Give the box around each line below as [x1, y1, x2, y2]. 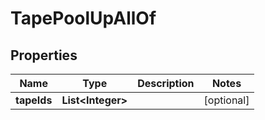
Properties [10, 47, 78, 64]
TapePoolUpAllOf [10, 7, 157, 30]
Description [137, 77, 195, 90]
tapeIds [15, 93, 53, 107]
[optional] [203, 93, 250, 107]
